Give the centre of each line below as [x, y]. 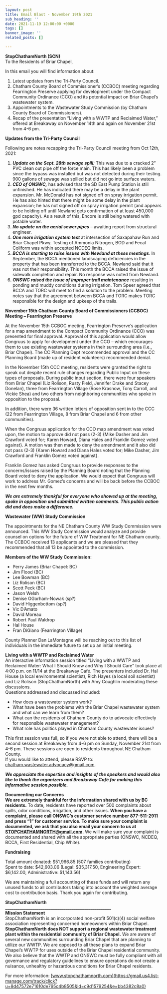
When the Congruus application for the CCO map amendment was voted [80, 429]
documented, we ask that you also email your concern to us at [71, 826]
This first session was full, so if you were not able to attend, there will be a [81, 738]
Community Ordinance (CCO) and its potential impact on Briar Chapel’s [85, 97]
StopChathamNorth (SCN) [33, 56]
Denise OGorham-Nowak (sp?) [44, 598]
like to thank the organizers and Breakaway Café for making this [74, 779]
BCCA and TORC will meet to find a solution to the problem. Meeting [83, 290]
